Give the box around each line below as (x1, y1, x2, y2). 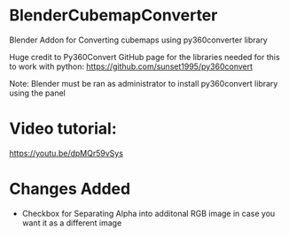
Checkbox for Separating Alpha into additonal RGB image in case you (21, 208, 276, 218)
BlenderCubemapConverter (9, 5, 218, 26)
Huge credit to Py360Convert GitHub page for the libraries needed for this (9, 51, 281, 62)
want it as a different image (21, 218, 122, 228)
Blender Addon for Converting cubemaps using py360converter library (9, 34, 268, 45)
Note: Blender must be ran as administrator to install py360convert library (9, 78, 278, 88)
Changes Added (9, 179, 131, 199)
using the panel (9, 88, 66, 98)
